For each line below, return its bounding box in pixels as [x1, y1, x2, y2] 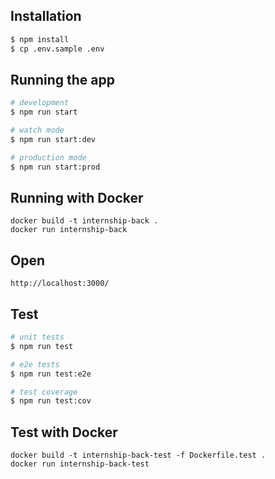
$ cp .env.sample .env [10, 44, 105, 54]
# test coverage [10, 387, 78, 397]
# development [10, 98, 70, 108]
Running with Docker [10, 190, 144, 207]
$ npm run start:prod [10, 162, 101, 172]
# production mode [10, 152, 87, 163]
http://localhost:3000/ [10, 279, 110, 289]
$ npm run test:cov [10, 396, 92, 406]
